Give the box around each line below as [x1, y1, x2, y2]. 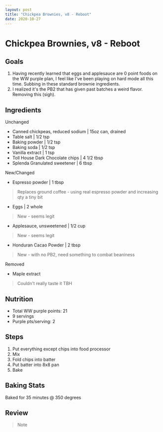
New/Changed [5, 170, 35, 176]
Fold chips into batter [12, 356, 56, 362]
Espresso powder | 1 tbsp [12, 179, 64, 186]
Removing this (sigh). [12, 92, 56, 97]
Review [5, 409, 29, 417]
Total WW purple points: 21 [12, 308, 68, 314]
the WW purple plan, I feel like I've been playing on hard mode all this [12, 76, 154, 82]
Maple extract [12, 271, 41, 277]
